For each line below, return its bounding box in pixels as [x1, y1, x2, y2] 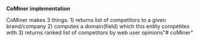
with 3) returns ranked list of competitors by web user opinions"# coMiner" [6, 29, 194, 36]
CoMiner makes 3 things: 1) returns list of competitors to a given [6, 17, 166, 23]
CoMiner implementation [6, 5, 71, 12]
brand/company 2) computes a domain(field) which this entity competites [6, 23, 190, 30]
